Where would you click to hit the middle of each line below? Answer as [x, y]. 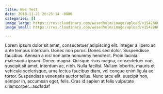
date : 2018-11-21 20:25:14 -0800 [39, 14]
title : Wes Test [21, 9]
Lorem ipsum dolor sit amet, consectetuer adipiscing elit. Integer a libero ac [81, 45]
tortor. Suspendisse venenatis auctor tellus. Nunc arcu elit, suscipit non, [77, 76]
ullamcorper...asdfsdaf [27, 86]
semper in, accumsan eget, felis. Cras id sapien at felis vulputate [70, 81]
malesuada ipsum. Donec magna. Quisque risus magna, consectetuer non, [80, 61]
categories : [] [20, 18]
